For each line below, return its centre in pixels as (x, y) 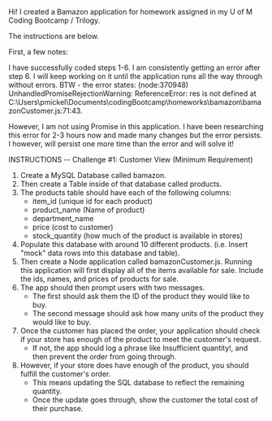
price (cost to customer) (73, 227)
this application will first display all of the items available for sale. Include (142, 270)
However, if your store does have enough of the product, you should (134, 365)
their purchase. (58, 408)
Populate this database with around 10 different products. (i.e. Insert (134, 244)
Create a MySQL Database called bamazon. (93, 175)
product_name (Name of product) (89, 210)
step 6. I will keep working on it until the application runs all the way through (135, 76)
